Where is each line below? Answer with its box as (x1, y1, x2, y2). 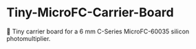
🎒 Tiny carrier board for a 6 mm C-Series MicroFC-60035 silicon (6, 27, 190, 35)
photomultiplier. (6, 34, 51, 42)
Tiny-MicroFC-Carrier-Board (6, 5, 174, 20)
